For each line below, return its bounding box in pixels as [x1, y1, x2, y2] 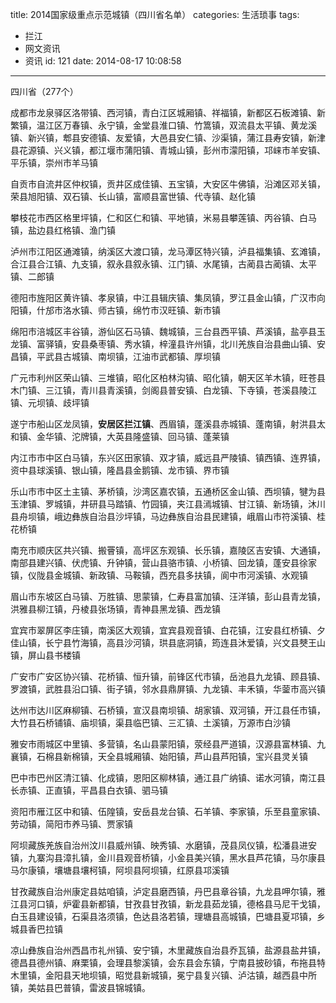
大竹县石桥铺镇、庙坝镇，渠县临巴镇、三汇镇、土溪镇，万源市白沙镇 [10, 717, 291, 728]
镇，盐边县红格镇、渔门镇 [10, 224, 116, 236]
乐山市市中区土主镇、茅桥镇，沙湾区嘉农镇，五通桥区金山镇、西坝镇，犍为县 [10, 486, 326, 497]
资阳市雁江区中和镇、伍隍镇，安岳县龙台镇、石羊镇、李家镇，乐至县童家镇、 [10, 806, 326, 817]
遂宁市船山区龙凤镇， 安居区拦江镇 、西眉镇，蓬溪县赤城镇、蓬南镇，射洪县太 [10, 418, 326, 430]
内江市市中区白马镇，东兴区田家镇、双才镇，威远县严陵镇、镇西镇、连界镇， [10, 452, 326, 463]
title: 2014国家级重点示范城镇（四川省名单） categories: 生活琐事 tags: [10, 9, 300, 20]
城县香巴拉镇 [10, 923, 63, 935]
